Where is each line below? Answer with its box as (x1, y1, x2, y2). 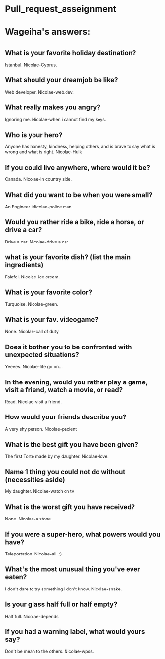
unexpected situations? (5, 350, 79, 359)
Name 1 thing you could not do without (5, 467, 126, 476)
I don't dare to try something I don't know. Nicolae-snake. (5, 586, 122, 592)
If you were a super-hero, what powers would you (5, 530, 161, 538)
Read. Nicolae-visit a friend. (5, 398, 62, 405)
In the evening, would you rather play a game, (5, 378, 148, 386)
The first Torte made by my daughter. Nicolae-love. (5, 453, 109, 459)
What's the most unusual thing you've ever (5, 565, 140, 574)
